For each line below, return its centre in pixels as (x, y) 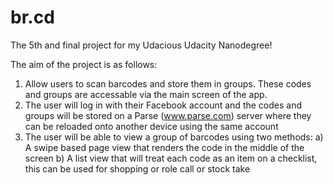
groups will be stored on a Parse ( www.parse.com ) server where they (168, 115)
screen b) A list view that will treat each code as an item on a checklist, (171, 158)
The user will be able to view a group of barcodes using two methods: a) (174, 137)
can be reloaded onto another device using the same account (151, 126)
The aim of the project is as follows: (84, 64)
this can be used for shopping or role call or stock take (137, 168)
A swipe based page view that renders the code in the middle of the (164, 147)
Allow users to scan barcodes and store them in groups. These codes (168, 83)
